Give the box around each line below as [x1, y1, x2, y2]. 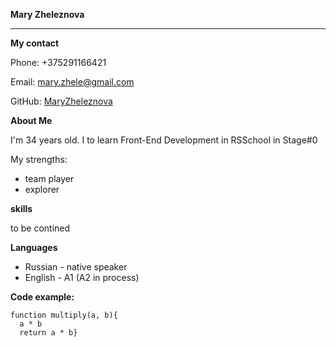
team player [24, 173, 75, 184]
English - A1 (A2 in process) [24, 272, 140, 283]
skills [10, 203, 33, 214]
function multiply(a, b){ [10, 310, 118, 320]
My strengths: [10, 154, 68, 165]
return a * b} [19, 328, 78, 338]
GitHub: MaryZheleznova [10, 95, 113, 107]
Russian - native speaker [24, 261, 128, 273]
